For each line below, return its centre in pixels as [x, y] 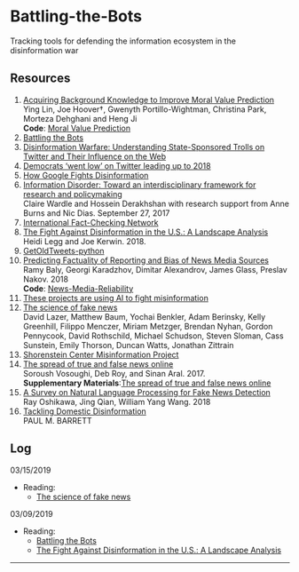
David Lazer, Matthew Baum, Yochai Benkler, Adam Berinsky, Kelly [144, 316]
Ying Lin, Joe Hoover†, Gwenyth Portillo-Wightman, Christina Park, [145, 109]
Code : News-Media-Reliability [78, 288]
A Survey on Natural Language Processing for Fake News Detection [147, 392]
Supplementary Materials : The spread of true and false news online [147, 383]
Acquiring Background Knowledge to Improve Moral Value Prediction [148, 99]
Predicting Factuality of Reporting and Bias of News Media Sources [146, 260]
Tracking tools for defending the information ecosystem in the [123, 41]
